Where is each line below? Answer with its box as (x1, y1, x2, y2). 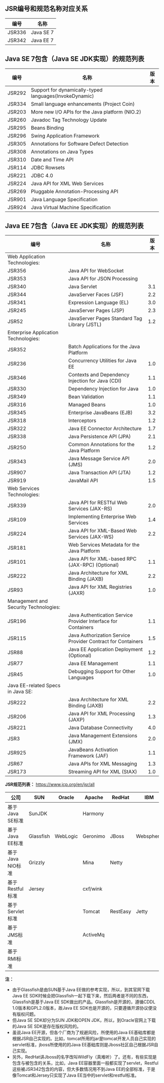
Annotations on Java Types (31, 148, 94, 155)
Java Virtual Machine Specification (31, 204, 111, 210)
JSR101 (7, 558, 26, 565)
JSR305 (7, 140, 26, 147)
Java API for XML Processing (68, 710, 135, 717)
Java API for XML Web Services (31, 180, 104, 187)
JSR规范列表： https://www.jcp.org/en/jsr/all (5, 782, 95, 787)
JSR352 (7, 346, 26, 353)
